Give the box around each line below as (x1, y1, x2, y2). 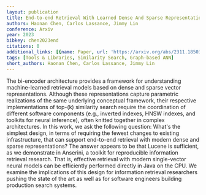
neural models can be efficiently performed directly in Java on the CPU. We (6, 162, 197, 169)
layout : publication (6, 9, 59, 15)
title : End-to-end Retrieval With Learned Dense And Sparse (6, 15, 164, 21)
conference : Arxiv (6, 26, 53, 32)
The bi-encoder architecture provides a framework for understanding (6, 77, 181, 85)
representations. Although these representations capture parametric (6, 90, 179, 97)
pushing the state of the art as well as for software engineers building (6, 175, 182, 182)
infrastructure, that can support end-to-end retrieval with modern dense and (6, 136, 200, 143)
